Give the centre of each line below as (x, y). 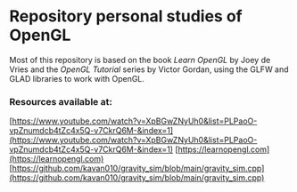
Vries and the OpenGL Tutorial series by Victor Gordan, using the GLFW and (149, 69)
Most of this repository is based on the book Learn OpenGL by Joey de (140, 60)
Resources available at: (61, 101)
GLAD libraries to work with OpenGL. (77, 78)
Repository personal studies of (126, 16)
